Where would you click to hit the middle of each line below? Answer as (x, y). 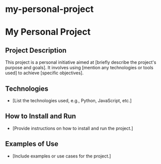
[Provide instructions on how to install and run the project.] (73, 128)
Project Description (36, 50)
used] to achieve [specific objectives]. (44, 73)
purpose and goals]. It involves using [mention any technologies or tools (79, 68)
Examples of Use (32, 144)
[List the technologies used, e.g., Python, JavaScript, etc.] (72, 100)
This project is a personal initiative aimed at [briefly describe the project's (81, 62)
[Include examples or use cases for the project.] (62, 156)
